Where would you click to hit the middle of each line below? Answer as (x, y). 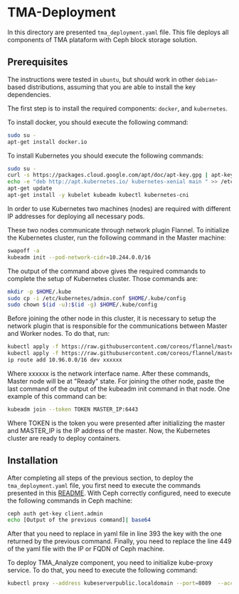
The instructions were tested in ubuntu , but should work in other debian (111, 79)
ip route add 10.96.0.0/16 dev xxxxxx (65, 360)
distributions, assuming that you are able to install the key (112, 87)
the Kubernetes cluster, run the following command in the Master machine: (117, 237)
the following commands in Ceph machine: (70, 501)
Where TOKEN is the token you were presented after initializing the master (116, 423)
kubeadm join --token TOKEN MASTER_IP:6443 (73, 409)
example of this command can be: (57, 396)
